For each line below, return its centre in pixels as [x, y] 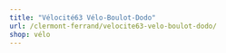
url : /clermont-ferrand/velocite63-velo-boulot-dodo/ [113, 26]
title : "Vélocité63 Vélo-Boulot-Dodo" [83, 18]
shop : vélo [30, 34]
